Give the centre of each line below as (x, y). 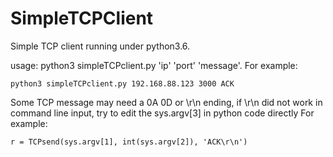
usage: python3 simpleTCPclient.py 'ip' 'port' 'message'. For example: (154, 65)
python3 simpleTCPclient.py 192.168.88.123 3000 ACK (122, 83)
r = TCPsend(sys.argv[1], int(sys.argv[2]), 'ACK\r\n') (129, 142)
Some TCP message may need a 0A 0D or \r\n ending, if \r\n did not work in (166, 102)
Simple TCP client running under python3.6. (100, 46)
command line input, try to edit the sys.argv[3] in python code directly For (162, 113)
